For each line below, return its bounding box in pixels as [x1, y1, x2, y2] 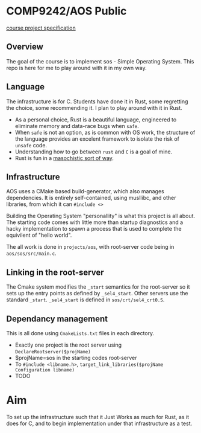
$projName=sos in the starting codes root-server [14, 354, 137, 361]
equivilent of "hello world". [6, 231, 72, 239]
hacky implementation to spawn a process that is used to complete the [6, 225, 182, 233]
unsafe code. [14, 141, 47, 149]
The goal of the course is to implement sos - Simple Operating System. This [6, 57, 194, 65]
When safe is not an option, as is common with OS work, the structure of [14, 129, 196, 136]
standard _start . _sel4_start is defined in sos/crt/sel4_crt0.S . [6, 296, 165, 303]
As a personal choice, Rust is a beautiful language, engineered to [14, 116, 177, 123]
